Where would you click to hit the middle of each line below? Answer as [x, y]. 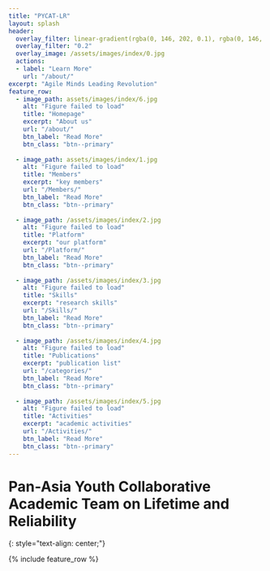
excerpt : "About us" [58, 122]
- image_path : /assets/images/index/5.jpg [88, 401]
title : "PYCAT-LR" [39, 16]
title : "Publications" [61, 356]
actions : [30, 62]
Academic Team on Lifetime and [119, 504]
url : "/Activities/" [58, 431]
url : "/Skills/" [51, 310]
